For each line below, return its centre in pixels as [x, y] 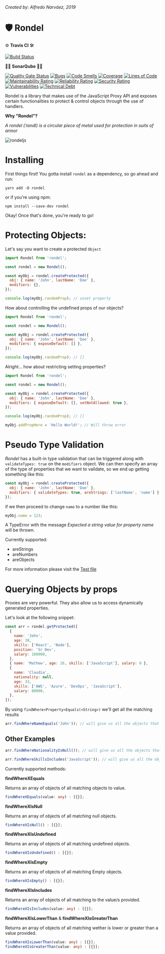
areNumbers [25, 555]
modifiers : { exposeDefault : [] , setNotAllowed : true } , [69, 403]
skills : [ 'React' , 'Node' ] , [42, 645]
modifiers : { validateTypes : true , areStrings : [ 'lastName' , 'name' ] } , [85, 493]
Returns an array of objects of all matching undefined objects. [68, 844]
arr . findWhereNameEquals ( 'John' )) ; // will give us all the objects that [82, 724]
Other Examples [30, 739]
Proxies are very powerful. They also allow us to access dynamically [74, 603]
